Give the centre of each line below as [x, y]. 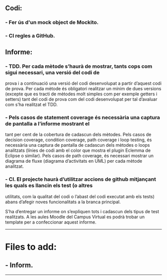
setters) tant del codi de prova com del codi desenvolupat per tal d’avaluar [81, 99]
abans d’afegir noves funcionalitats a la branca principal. [63, 202]
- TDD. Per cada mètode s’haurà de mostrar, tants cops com [79, 66]
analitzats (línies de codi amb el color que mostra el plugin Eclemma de [78, 150]
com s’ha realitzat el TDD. [32, 104]
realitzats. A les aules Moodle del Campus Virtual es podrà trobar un [75, 217]
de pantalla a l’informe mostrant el [47, 123]
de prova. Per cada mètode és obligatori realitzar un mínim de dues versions [83, 88]
